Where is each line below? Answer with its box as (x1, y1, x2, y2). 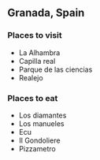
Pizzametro (18, 143, 56, 153)
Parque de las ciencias (18, 65, 93, 74)
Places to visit (7, 30, 62, 41)
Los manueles (18, 118, 65, 128)
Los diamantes (18, 110, 67, 120)
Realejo (18, 73, 44, 82)
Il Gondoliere (18, 136, 61, 145)
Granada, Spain (7, 6, 85, 20)
